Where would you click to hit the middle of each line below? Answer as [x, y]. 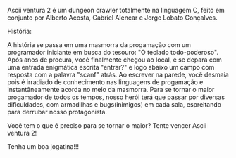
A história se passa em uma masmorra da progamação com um [99, 45]
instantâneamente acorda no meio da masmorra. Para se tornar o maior [111, 90]
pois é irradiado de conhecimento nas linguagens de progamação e [105, 82]
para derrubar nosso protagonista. [57, 112]
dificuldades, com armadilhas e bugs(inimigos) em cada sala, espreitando [114, 104]
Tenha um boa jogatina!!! [43, 146]
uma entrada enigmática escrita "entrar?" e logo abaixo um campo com [111, 67]
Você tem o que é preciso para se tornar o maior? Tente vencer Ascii [107, 125]
